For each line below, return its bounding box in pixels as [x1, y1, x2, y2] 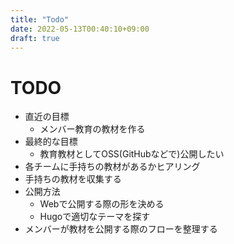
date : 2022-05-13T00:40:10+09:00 [10, 24, 150, 34]
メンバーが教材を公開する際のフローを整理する [24, 223, 218, 235]
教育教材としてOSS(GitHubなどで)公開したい [39, 148, 225, 160]
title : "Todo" [10, 14, 70, 25]
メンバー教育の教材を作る [39, 123, 146, 135]
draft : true [10, 33, 60, 43]
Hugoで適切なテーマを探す [39, 211, 151, 223]
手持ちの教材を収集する [24, 173, 122, 185]
